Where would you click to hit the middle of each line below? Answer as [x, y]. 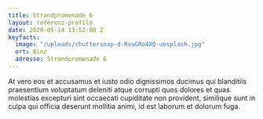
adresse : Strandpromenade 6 [61, 59]
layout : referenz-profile [50, 23]
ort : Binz [31, 52]
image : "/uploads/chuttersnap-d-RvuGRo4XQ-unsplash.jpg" [110, 45]
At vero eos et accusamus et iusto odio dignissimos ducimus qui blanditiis [128, 81]
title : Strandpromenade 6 [50, 15]
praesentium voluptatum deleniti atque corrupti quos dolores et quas [119, 89]
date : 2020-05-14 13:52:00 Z [56, 30]
